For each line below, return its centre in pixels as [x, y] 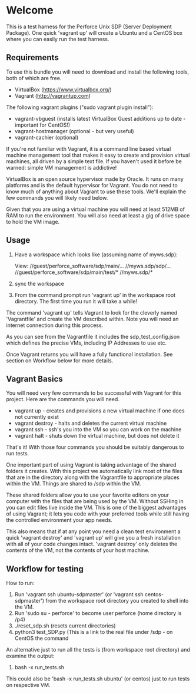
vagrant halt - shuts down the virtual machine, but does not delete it [97, 436]
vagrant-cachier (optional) [46, 137]
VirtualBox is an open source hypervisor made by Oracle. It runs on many [95, 179]
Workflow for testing [45, 569]
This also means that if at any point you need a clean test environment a [93, 531]
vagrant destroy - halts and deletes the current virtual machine [91, 423]
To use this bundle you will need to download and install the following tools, [98, 72]
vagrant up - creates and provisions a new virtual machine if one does [99, 411]
